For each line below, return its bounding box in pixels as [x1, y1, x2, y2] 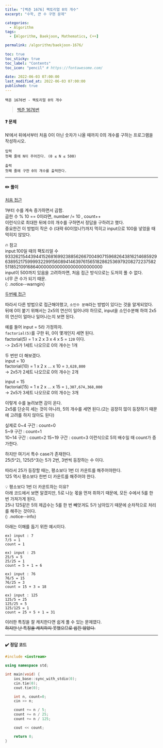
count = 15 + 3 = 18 [5, 584, 47, 590]
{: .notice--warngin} [5, 281, 45, 287]
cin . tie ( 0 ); [14, 681, 38, 686]
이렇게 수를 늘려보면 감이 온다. [5, 400, 62, 406]
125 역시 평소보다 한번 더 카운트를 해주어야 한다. [5, 473, 96, 479]
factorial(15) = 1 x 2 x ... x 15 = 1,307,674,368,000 [5, 384, 103, 390]
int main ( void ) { [5, 672, 40, 677]
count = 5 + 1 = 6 [5, 563, 42, 568]
